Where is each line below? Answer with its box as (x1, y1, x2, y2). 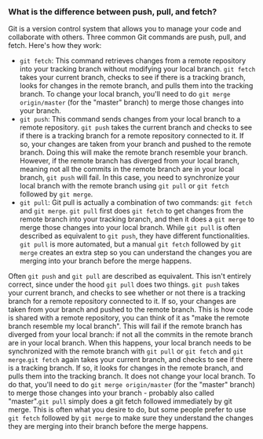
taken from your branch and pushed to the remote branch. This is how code (8, 305, 254, 314)
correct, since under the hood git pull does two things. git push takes (8, 280, 239, 289)
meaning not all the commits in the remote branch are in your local (19, 164, 234, 174)
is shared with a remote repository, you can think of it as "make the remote (8, 313, 250, 323)
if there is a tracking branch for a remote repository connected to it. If (19, 131, 245, 141)
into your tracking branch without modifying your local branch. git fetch (19, 64, 256, 74)
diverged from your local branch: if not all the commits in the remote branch (8, 330, 254, 339)
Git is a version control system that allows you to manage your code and (8, 24, 242, 34)
